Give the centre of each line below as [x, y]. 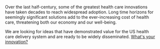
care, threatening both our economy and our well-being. [61, 22]
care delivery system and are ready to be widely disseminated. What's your [80, 37]
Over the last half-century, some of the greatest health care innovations [76, 7]
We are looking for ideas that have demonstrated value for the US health [77, 31]
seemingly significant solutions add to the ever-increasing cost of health [77, 17]
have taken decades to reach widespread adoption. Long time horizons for [79, 12]
